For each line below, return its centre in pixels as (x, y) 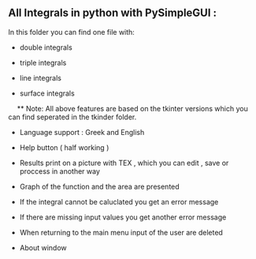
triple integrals (43, 62)
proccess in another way (60, 171)
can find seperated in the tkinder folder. (72, 117)
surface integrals (47, 93)
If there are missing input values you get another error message (123, 217)
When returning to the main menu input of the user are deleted (121, 232)
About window (43, 247)
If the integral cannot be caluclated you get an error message (119, 201)
